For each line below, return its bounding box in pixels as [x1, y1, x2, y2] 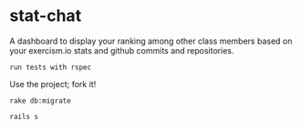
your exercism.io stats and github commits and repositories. [9, 45, 234, 55]
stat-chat [9, 5, 82, 26]
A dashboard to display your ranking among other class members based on [9, 35, 293, 46]
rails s [9, 112, 39, 121]
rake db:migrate [9, 96, 71, 105]
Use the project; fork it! [9, 78, 97, 89]
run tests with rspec [9, 63, 92, 72]
